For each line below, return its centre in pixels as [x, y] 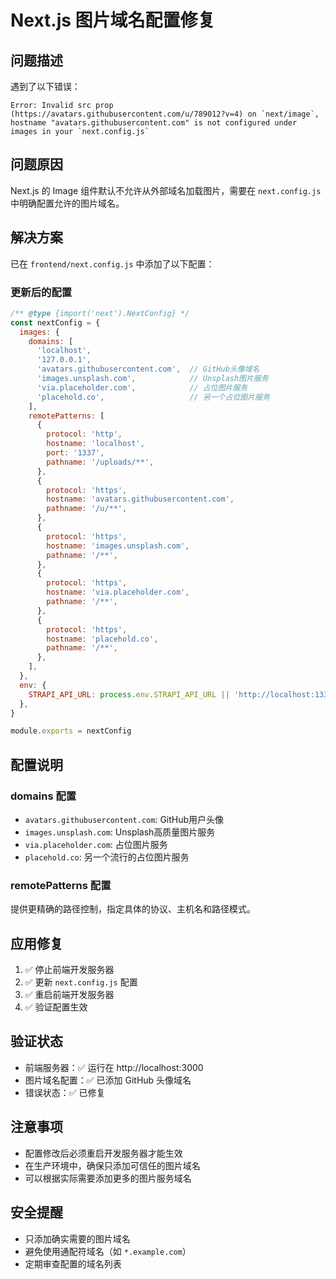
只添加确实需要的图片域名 [77, 1238]
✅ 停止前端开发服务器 [69, 970]
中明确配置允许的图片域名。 [67, 203]
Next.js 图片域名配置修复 [113, 20]
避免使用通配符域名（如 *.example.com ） [108, 1251]
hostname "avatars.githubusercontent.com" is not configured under [154, 123]
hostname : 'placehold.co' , [102, 639]
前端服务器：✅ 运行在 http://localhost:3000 [114, 1067]
